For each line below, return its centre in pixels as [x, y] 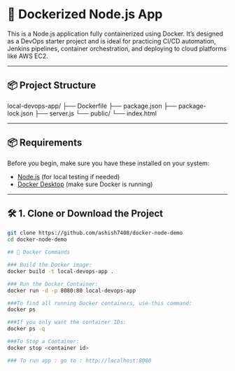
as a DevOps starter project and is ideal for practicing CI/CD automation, [112, 41]
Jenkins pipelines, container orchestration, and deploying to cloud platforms [117, 48]
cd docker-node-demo [37, 240]
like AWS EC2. [28, 56]
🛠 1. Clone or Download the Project [85, 213]
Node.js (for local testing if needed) [69, 176]
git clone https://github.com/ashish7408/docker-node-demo [95, 233]
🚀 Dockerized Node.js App [85, 14]
